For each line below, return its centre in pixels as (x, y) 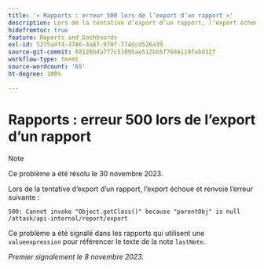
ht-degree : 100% (35, 74)
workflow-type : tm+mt (44, 60)
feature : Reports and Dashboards (63, 37)
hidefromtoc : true (38, 30)
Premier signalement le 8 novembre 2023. (76, 256)
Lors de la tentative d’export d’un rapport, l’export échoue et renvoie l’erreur (131, 189)
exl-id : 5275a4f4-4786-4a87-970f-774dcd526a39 (86, 45)
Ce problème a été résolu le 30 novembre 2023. (86, 173)
